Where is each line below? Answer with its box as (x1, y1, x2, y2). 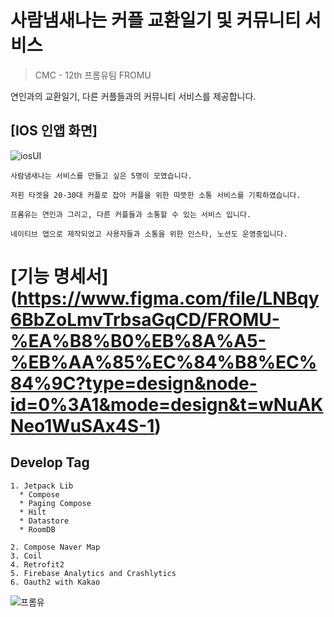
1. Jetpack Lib (10, 481, 74, 491)
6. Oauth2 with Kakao (10, 577, 101, 587)
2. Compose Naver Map (10, 542, 101, 552)
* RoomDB (19, 524, 56, 535)
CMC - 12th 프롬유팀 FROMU (34, 69, 152, 81)
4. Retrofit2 (10, 559, 65, 570)
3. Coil (10, 551, 43, 561)
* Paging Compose (19, 498, 92, 508)
